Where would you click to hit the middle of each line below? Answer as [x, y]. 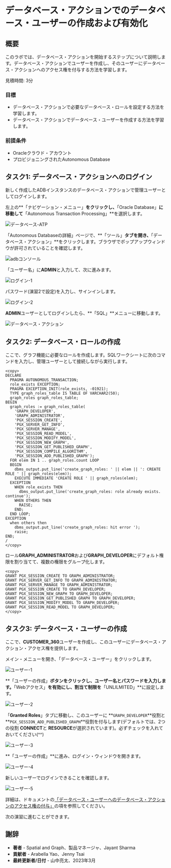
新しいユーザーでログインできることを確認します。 [59, 778]
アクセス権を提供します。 [54, 648]
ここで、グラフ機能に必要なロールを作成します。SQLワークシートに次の [81, 355]
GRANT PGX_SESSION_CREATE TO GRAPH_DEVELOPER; [56, 589]
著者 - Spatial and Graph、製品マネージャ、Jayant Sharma [74, 848]
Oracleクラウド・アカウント [42, 153]
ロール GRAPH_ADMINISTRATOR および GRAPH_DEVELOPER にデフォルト [82, 556]
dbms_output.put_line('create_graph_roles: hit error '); [77, 527]
